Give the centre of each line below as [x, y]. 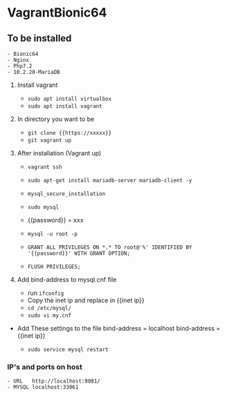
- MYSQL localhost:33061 [43, 387]
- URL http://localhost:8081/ [54, 381]
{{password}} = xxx [56, 220]
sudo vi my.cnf [49, 316]
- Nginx [18, 60]
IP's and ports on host [45, 367]
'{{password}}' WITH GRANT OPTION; [79, 253]
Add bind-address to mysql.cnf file [67, 280]
